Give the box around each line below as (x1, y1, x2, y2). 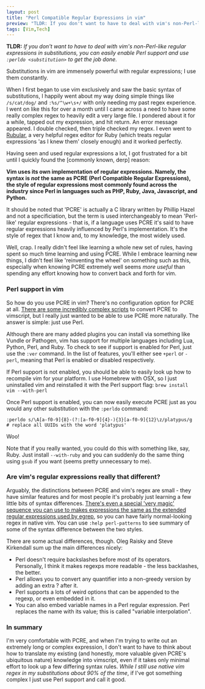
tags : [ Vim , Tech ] (6, 26, 51, 32)
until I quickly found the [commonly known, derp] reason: (6, 157, 151, 164)
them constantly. (6, 74, 49, 81)
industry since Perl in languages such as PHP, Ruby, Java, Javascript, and (6, 188, 198, 195)
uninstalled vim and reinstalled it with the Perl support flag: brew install (6, 381, 189, 388)
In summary (6, 623, 43, 632)
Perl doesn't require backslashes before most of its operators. (15, 556, 171, 563)
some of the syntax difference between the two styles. (6, 525, 144, 532)
